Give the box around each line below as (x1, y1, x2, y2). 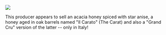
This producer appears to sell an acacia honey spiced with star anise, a (5, 14, 153, 20)
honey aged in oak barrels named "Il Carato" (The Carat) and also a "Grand (5, 19, 161, 25)
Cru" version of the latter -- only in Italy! (5, 25, 88, 30)
